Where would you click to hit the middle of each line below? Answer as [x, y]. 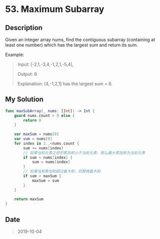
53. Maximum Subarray [55, 9]
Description [24, 28]
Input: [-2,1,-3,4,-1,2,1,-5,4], [45, 64]
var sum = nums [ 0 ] [33, 139]
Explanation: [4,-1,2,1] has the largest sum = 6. [65, 84]
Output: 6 [27, 74]
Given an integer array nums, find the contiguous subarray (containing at [80, 39]
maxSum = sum [45, 180]
